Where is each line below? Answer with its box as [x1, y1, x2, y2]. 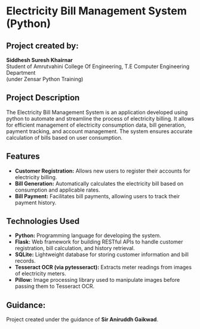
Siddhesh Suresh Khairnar [6, 57, 73, 63]
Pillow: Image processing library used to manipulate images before [14, 276, 180, 284]
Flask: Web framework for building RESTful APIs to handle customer [14, 238, 183, 245]
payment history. [14, 199, 57, 206]
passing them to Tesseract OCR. [14, 282, 94, 290]
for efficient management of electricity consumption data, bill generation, [6, 121, 186, 128]
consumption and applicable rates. [14, 186, 100, 193]
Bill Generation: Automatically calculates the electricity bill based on [14, 180, 184, 187]
